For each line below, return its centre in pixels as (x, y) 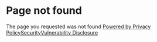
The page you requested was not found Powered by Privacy (78, 26)
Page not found (44, 11)
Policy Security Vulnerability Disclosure (52, 32)
